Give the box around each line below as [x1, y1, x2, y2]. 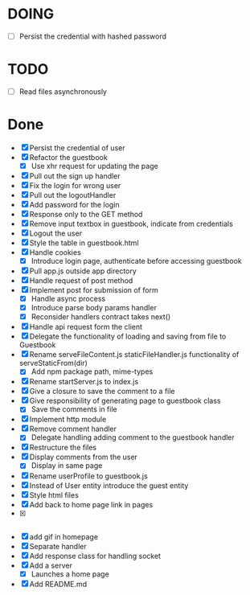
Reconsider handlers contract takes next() [31, 312, 171, 322]
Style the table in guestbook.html [29, 238, 139, 248]
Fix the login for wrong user [29, 181, 121, 190]
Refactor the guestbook [29, 152, 108, 162]
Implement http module [29, 415, 107, 425]
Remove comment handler [29, 424, 117, 434]
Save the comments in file [31, 404, 117, 414]
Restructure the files [29, 443, 97, 453]
